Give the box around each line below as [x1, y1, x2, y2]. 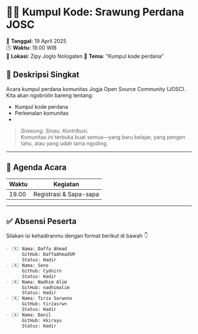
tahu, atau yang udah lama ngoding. [20, 140, 108, 147]
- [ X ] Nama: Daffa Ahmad [6, 246, 67, 252]
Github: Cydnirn [21, 268, 62, 274]
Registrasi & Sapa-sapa [33, 190, 99, 198]
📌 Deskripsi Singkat [6, 70, 80, 80]
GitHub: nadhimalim [21, 284, 70, 290]
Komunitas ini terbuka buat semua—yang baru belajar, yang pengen [20, 133, 186, 141]
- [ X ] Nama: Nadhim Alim [6, 279, 67, 285]
